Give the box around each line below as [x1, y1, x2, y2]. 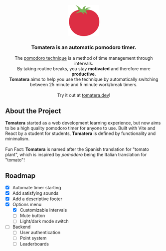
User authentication [19, 230, 61, 236]
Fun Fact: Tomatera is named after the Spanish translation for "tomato [5, 146, 150, 152]
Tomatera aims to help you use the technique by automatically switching [9, 76, 159, 82]
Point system [19, 235, 47, 241]
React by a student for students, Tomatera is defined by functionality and [5, 130, 156, 136]
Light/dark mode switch [19, 218, 69, 224]
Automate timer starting [12, 184, 61, 190]
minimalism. [5, 136, 30, 142]
